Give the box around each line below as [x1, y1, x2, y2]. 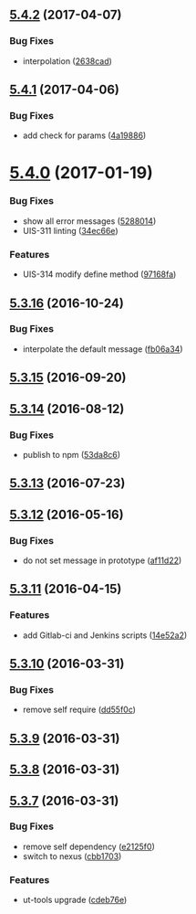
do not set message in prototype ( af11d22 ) [22, 555, 182, 566]
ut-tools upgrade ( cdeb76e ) [22, 895, 128, 906]
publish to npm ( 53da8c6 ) [22, 449, 121, 460]
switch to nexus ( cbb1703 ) [22, 850, 122, 862]
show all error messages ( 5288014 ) [22, 215, 157, 227]
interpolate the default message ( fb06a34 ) [22, 343, 184, 355]
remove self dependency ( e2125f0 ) [22, 841, 155, 852]
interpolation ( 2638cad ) [22, 55, 112, 67]
